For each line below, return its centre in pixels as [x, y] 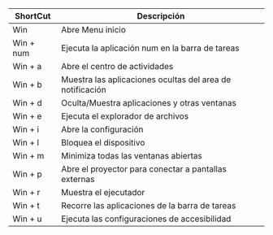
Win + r [26, 192]
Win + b [27, 85]
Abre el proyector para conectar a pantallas [144, 169]
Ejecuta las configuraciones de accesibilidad [146, 219]
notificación [84, 90]
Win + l [26, 143]
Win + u [27, 219]
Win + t [26, 205]
